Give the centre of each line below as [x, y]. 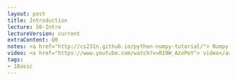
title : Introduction [38, 20]
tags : [15, 60]
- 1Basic [20, 66]
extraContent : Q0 [33, 40]
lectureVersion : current [44, 33]
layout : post [26, 14]
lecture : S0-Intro [34, 27]
